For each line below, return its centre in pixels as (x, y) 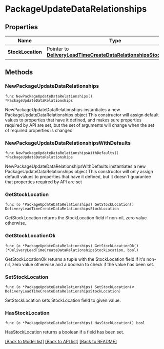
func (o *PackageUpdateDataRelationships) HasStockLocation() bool (75, 323)
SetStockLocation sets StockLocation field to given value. (63, 300)
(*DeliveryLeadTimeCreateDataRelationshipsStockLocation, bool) (72, 250)
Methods (19, 72)
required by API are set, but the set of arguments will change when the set (80, 125)
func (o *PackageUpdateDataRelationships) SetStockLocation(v (70, 287)
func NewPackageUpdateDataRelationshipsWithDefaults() (62, 153)
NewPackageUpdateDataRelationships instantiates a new (63, 109)
